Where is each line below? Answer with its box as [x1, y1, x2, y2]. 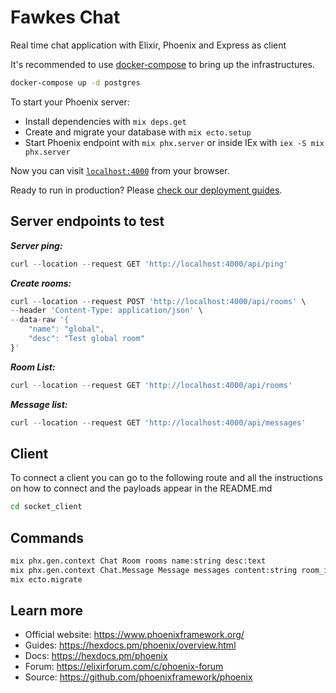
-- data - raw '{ [10, 315, 70, 325]
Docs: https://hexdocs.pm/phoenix [24, 650, 168, 662]
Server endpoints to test [10, 213, 165, 230]
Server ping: [10, 239, 63, 251]
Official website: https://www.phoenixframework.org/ [24, 629, 245, 641]
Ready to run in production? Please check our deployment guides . [10, 184, 283, 196]
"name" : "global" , [28, 324, 105, 335]
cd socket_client [10, 502, 83, 512]
